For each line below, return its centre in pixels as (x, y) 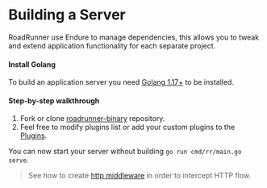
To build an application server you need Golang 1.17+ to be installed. (121, 82)
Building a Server (67, 15)
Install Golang (32, 64)
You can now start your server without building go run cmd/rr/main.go (125, 152)
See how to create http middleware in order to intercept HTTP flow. (140, 176)
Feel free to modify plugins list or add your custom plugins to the (127, 127)
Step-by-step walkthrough (54, 100)
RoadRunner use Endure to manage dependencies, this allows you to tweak (134, 37)
